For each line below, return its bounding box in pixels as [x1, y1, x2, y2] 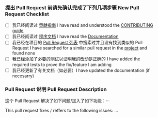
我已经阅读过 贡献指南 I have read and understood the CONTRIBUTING [12, 22, 154, 28]
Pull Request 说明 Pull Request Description [5, 86, 107, 93]
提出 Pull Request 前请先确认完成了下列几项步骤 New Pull [5, 4, 140, 11]
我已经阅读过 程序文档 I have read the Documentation [12, 34, 119, 39]
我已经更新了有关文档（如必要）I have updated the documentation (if [12, 67, 150, 73]
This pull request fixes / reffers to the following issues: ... [5, 107, 118, 113]
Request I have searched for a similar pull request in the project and [12, 45, 147, 51]
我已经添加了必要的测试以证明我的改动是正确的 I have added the [12, 56, 141, 62]
